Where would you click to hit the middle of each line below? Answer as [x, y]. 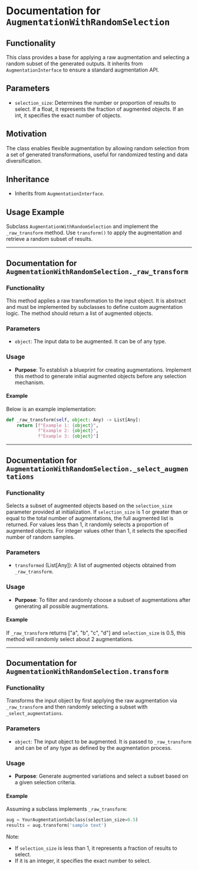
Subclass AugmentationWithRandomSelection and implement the [82, 227]
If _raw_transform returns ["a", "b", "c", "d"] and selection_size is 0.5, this [96, 633]
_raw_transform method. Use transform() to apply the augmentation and [94, 233]
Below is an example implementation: [51, 409]
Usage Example [35, 212]
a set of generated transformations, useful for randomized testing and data [97, 154]
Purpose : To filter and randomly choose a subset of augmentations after [103, 600]
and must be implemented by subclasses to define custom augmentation [94, 307]
